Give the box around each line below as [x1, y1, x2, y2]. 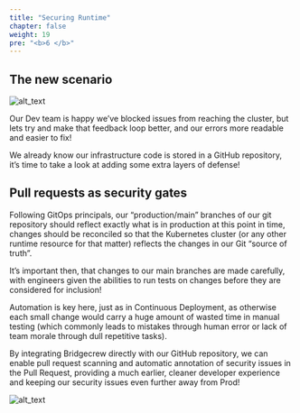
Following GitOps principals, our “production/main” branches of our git [9, 209, 272, 220]
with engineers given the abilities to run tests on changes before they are [9, 274, 282, 285]
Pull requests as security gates [9, 186, 188, 201]
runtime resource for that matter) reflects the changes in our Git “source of [9, 238, 287, 249]
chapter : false [9, 22, 67, 31]
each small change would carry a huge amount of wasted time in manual [9, 311, 280, 322]
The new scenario [9, 71, 113, 87]
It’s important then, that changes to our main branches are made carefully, [9, 265, 286, 276]
